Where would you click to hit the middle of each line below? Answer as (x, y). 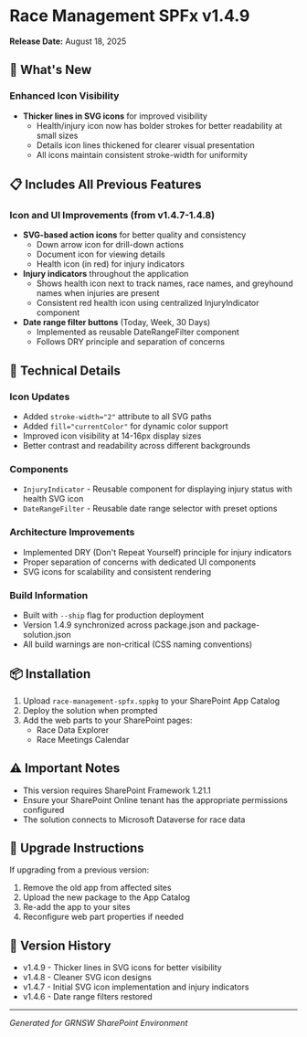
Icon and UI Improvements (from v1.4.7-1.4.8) (112, 215)
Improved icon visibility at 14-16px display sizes (112, 436)
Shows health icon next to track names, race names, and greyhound (165, 283)
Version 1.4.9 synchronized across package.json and (122, 624)
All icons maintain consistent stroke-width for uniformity (142, 154)
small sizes (57, 135)
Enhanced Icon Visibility (64, 96)
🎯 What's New (51, 70)
